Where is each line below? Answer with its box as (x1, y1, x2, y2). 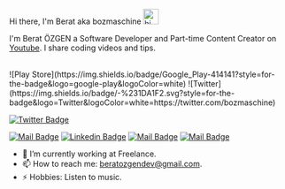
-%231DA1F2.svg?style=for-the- (117, 88, 235, 98)
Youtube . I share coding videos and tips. (9, 42, 157, 53)
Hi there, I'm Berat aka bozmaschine (9, 16, 142, 26)
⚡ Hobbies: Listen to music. (21, 172, 122, 182)
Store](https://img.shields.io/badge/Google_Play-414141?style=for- (31, 69, 276, 79)
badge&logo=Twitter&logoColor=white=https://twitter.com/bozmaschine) (9, 97, 276, 108)
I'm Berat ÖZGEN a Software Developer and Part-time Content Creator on (9, 34, 277, 43)
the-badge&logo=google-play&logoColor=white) (9, 79, 187, 88)
